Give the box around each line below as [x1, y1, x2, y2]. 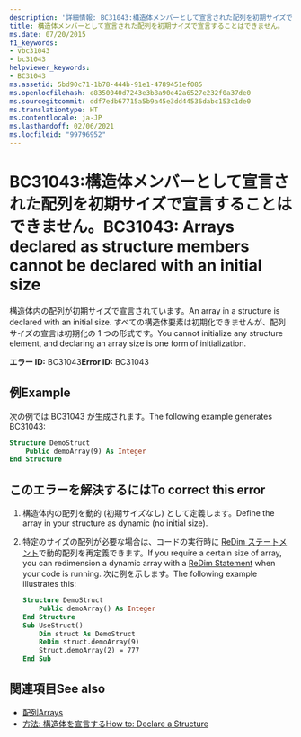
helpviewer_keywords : [9, 64, 91, 73]
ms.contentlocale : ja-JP [9, 113, 102, 122]
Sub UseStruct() [22, 621, 84, 630]
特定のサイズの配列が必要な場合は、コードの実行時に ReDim [22, 537, 246, 547]
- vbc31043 [9, 47, 50, 56]
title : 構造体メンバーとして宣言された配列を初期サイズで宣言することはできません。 [9, 22, 285, 31]
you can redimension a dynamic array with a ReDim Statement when [22, 558, 276, 569]
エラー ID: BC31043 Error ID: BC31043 [9, 356, 150, 367]
